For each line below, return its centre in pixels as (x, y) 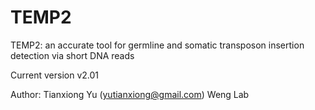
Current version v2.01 (55, 75)
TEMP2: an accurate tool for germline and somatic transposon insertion (157, 45)
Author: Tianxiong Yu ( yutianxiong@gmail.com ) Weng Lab (130, 94)
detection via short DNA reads (72, 55)
